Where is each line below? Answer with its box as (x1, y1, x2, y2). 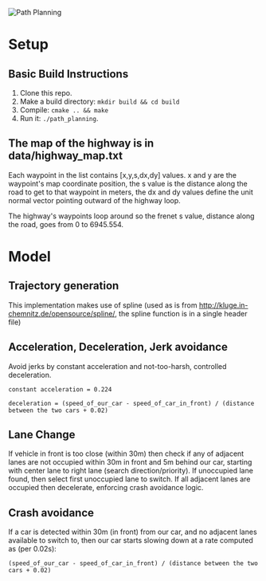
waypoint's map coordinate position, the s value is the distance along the (8, 179, 248, 188)
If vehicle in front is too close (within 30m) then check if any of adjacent (8, 449, 244, 458)
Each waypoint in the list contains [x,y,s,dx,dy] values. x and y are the (8, 170, 237, 179)
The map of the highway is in (8, 136, 155, 151)
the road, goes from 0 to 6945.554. (8, 219, 124, 229)
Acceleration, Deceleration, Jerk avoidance (8, 340, 229, 354)
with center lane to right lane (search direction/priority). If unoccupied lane (8, 466, 253, 476)
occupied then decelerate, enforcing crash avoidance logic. (8, 483, 204, 493)
